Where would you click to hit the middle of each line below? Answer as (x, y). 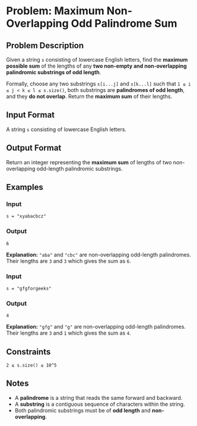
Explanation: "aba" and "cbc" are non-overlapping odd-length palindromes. (99, 255)
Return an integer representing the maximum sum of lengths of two (89, 162)
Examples (25, 187)
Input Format (31, 115)
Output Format (34, 148)
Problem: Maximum (55, 11)
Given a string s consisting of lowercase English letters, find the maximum (97, 60)
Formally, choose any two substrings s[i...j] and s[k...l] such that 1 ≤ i (99, 84)
